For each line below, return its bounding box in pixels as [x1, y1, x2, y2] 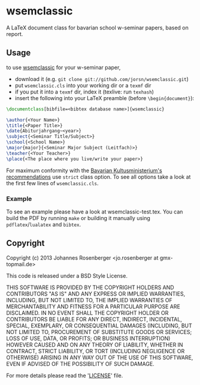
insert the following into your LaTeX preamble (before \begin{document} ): [14, 94, 195, 101]
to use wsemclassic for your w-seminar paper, [6, 64, 121, 71]
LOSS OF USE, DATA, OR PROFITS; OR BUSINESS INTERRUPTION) [6, 335, 171, 342]
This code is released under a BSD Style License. [6, 272, 128, 279]
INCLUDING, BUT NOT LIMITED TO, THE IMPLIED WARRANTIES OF [6, 296, 172, 303]
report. [6, 30, 23, 37]
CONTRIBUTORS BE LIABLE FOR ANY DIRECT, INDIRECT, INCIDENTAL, [6, 315, 183, 323]
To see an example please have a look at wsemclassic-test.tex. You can [6, 208, 183, 215]
